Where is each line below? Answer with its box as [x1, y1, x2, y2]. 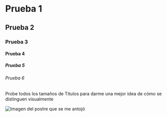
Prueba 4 [5, 51, 25, 57]
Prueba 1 [5, 3, 42, 15]
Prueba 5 [5, 62, 25, 68]
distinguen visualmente [5, 96, 54, 102]
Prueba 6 [5, 75, 25, 81]
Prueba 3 [5, 38, 28, 45]
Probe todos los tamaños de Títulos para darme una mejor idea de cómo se [5, 90, 162, 96]
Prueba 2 [5, 23, 34, 32]
